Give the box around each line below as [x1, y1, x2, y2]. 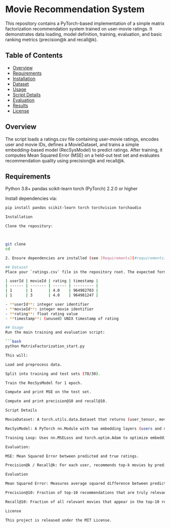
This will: [5, 353, 28, 358]
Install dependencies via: [5, 195, 57, 201]
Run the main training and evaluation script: [5, 330, 105, 335]
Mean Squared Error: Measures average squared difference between [5, 481, 148, 486]
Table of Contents [5, 51, 63, 60]
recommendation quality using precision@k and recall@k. [5, 157, 125, 163]
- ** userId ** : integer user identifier [5, 302, 90, 307]
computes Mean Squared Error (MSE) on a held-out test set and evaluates [5, 152, 160, 158]
